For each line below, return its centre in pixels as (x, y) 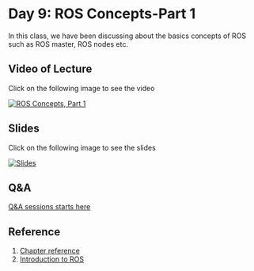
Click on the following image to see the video (82, 88)
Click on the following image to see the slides (82, 147)
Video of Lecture (50, 69)
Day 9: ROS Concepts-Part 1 (102, 14)
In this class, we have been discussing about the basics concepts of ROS (127, 36)
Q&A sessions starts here (49, 207)
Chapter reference (50, 251)
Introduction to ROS (52, 259)
